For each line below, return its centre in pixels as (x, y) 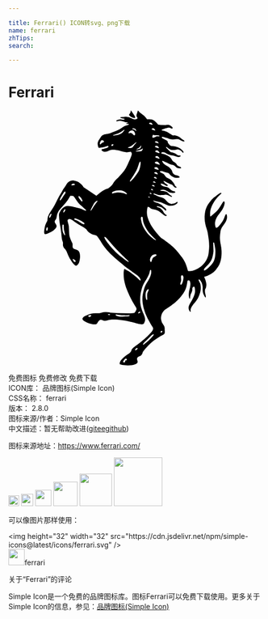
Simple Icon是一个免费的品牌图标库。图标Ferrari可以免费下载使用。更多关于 (134, 596)
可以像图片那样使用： (44, 520)
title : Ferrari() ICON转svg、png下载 (69, 23)
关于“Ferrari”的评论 (40, 579)
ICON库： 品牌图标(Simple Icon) (62, 388)
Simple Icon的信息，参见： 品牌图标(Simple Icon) (89, 607)
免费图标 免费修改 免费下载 (53, 378)
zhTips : (21, 38)
